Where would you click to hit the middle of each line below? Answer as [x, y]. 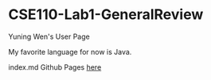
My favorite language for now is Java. [70, 51]
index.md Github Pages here [55, 67]
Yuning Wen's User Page [49, 36]
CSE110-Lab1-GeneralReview [106, 15]
